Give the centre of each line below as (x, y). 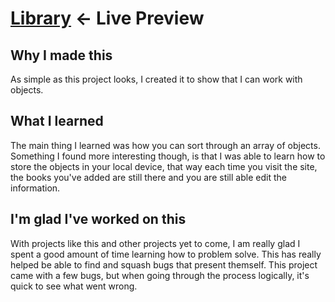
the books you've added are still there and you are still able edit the (148, 177)
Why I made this (61, 55)
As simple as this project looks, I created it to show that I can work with (156, 79)
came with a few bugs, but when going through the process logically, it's (160, 275)
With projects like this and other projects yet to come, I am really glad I (155, 243)
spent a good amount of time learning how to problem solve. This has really (166, 254)
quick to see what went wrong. (74, 286)
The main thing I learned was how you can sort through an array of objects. (165, 145)
